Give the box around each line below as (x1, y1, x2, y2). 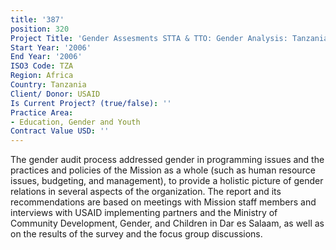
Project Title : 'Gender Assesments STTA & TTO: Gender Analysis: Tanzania (10, 33, 329, 43)
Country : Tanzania (10, 80, 87, 90)
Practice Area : (10, 107, 74, 118)
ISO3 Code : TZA (10, 61, 74, 71)
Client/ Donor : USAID (10, 89, 101, 99)
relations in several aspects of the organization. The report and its (10, 186, 282, 198)
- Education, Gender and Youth (10, 117, 141, 127)
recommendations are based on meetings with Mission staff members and (10, 196, 317, 208)
